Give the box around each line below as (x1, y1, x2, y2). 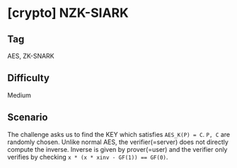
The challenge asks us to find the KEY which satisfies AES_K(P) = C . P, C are (7, 130, 231, 138)
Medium (7, 90, 32, 100)
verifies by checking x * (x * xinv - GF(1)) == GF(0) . (7, 152, 168, 161)
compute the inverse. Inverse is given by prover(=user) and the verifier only (7, 145, 228, 153)
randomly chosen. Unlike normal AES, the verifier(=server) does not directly (7, 138, 229, 146)
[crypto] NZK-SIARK (7, 5, 129, 21)
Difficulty (7, 72, 50, 84)
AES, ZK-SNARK (7, 52, 54, 60)
